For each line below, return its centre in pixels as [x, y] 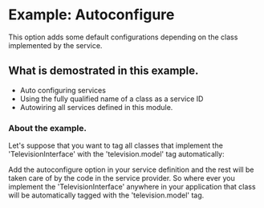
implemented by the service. [55, 45]
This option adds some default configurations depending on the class [123, 37]
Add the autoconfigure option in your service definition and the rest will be [131, 169]
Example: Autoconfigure [91, 15]
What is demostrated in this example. [104, 71]
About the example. [47, 128]
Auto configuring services [63, 90]
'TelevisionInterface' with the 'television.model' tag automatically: [116, 154]
